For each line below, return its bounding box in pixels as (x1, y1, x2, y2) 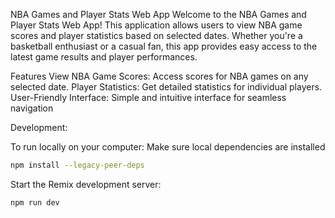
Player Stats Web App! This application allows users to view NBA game (10, 19, 303, 31)
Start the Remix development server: (10, 178, 162, 190)
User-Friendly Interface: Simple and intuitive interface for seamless (10, 92, 287, 103)
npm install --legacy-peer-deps (10, 160, 145, 170)
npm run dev (10, 197, 60, 208)
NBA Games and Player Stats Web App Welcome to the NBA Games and (10, 9, 307, 20)
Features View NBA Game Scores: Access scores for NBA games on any (10, 70, 309, 82)
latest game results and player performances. (10, 51, 198, 63)
